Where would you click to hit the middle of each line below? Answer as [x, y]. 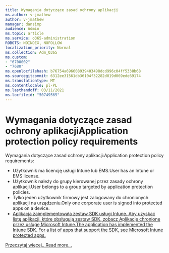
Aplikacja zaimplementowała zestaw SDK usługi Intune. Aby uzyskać [84, 214]
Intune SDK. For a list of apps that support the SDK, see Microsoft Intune [88, 230]
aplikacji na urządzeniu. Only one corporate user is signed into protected [87, 203]
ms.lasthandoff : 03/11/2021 [35, 90]
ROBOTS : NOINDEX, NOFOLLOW [34, 43]
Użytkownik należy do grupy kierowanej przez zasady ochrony [78, 182]
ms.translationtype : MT [30, 81]
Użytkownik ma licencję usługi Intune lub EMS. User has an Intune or [83, 171]
